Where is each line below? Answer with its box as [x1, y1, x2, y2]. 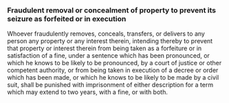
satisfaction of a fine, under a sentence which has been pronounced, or [7, 51, 210, 60]
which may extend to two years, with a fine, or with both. [7, 88, 168, 96]
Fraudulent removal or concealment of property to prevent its [7, 5, 217, 15]
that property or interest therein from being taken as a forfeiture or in [7, 44, 202, 53]
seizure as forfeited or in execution [7, 14, 127, 23]
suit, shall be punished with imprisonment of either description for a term [7, 81, 214, 89]
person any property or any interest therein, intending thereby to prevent [7, 37, 213, 45]
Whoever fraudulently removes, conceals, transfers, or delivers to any [7, 30, 205, 38]
